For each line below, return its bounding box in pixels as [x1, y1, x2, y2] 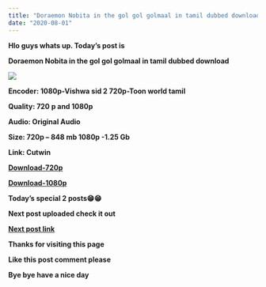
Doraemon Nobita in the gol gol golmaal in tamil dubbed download [8, 56, 230, 66]
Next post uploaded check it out [8, 209, 116, 218]
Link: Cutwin [8, 147, 51, 157]
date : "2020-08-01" [8, 19, 73, 27]
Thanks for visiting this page [8, 239, 104, 249]
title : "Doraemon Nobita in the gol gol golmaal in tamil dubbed [8, 11, 228, 20]
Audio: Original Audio [8, 116, 81, 127]
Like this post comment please [8, 255, 111, 264]
